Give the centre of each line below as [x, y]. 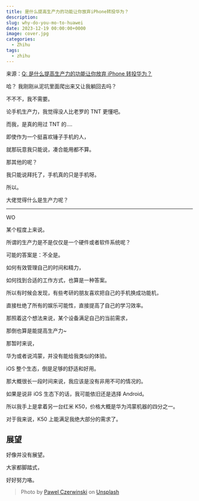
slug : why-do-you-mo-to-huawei [45, 23]
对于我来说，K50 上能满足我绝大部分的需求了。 [64, 419]
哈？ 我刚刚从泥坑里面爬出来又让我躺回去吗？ [61, 86]
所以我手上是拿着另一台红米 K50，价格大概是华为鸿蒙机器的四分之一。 [92, 406]
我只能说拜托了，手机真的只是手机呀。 [53, 174]
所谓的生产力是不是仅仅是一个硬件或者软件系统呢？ [68, 242]
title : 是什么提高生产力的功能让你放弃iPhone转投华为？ [68, 12]
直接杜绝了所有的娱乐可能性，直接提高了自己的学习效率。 [76, 305]
